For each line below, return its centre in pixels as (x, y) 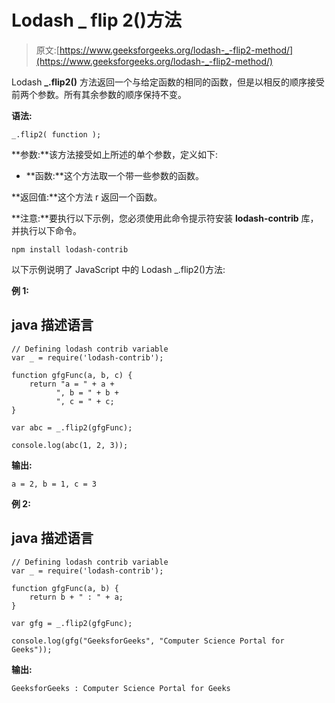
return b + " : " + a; (76, 597)
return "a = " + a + (72, 384)
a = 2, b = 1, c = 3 (54, 484)
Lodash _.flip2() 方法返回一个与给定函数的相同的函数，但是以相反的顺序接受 (168, 82)
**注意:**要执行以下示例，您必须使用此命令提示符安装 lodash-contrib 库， (165, 218)
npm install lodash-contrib (70, 249)
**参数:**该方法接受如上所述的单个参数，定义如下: (115, 154)
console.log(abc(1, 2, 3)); (70, 445)
